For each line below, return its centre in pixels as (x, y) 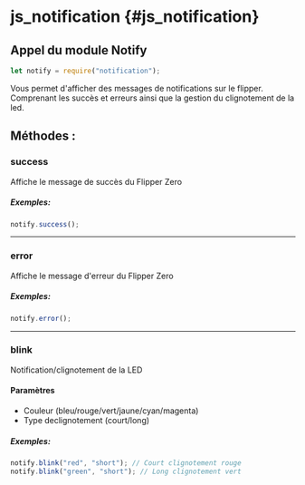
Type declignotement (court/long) (86, 421)
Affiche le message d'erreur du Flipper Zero (92, 276)
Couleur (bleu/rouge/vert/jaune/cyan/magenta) (111, 411)
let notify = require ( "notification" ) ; (86, 71)
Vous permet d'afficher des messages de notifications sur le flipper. (137, 88)
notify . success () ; (45, 224)
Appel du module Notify (79, 50)
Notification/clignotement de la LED (76, 370)
